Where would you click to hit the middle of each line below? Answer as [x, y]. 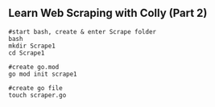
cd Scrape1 [27, 53]
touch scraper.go [37, 95]
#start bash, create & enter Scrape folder [83, 31]
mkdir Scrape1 [32, 46]
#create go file [35, 88]
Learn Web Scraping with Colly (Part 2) [108, 13]
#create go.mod [34, 67]
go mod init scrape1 [43, 74]
